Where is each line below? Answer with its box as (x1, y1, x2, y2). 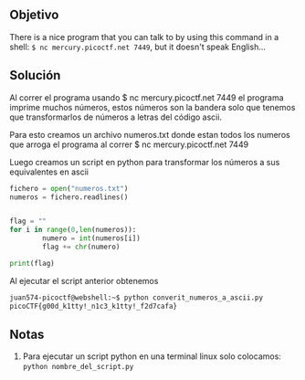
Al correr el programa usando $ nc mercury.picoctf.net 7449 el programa (9, 91, 285, 103)
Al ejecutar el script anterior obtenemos (9, 275, 159, 286)
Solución (9, 68, 61, 83)
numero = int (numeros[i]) (42, 234, 142, 243)
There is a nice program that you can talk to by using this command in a (9, 31, 279, 42)
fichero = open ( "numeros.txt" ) (9, 184, 129, 193)
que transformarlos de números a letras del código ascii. (9, 111, 222, 122)
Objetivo (9, 7, 59, 23)
